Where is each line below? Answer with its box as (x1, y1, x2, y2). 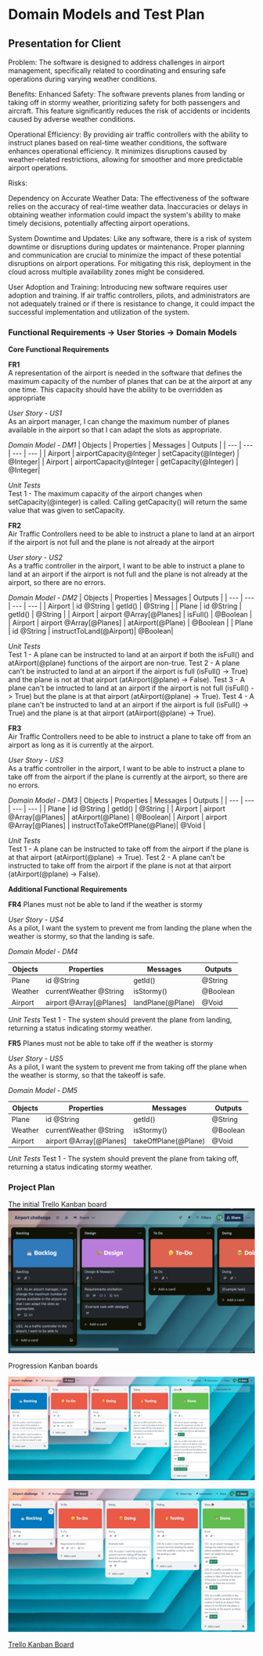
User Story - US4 (8, 915, 64, 924)
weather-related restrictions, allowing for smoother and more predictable (8, 155, 243, 164)
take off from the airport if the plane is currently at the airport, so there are (8, 772, 248, 782)
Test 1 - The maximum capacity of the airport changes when (8, 489, 203, 499)
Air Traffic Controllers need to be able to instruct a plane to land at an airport (8, 529, 255, 539)
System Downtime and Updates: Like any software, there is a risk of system (8, 234, 252, 243)
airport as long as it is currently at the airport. (8, 740, 154, 750)
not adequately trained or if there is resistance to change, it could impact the (8, 299, 255, 308)
